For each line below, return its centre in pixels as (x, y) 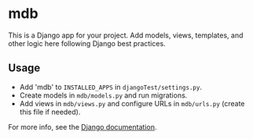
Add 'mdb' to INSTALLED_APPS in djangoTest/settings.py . (111, 87)
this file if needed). (50, 112)
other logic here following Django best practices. (87, 43)
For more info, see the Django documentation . (82, 127)
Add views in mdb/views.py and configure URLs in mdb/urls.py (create (132, 103)
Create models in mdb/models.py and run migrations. (103, 95)
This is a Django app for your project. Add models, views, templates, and (126, 35)
